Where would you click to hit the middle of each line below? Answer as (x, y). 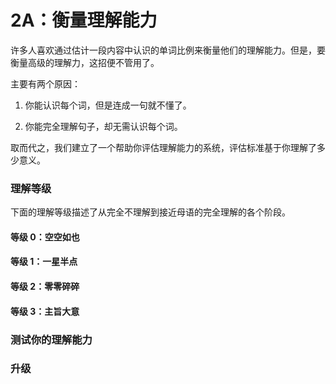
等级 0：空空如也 (45, 237)
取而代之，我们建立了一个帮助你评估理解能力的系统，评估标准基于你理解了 (163, 147)
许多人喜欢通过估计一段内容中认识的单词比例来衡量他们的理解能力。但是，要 (168, 50)
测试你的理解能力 (51, 339)
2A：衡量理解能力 (84, 20)
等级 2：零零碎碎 (45, 287)
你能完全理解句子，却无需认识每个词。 (103, 126)
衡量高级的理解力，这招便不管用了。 (85, 62)
